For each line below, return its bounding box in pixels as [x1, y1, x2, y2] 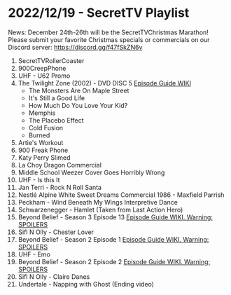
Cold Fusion [28, 123, 64, 132]
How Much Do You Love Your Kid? [28, 101, 128, 109]
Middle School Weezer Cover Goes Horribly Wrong [17, 168, 165, 177]
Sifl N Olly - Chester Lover [17, 228, 94, 236]
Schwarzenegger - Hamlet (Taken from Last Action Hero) [17, 205, 183, 214]
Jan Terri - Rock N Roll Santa [17, 183, 102, 191]
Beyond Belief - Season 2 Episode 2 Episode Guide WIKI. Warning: [17, 257, 211, 266]
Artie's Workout [17, 138, 64, 146]
